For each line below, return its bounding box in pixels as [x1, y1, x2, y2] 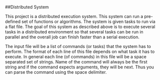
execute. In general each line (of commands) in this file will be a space [5, 54, 147, 60]
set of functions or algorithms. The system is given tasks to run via [21, 19, 156, 24]
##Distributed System [5, 4, 49, 10]
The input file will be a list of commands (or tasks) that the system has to [5, 44, 151, 49]
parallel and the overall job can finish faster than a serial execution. [5, 34, 140, 40]
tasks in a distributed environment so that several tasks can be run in [5, 29, 144, 34]
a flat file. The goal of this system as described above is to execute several [5, 24, 155, 30]
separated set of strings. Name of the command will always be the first [5, 59, 148, 64]
